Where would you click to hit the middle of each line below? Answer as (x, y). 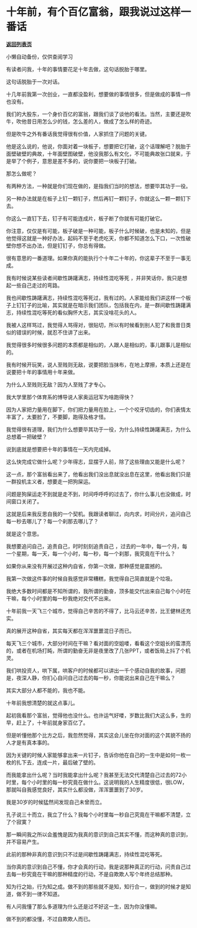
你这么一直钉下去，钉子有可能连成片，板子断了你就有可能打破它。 (86, 218)
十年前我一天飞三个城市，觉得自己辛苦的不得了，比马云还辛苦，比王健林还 (96, 611)
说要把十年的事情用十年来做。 (42, 372)
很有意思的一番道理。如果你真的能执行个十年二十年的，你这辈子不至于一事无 (98, 258)
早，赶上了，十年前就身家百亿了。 (47, 722)
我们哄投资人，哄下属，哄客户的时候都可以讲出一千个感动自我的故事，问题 (96, 670)
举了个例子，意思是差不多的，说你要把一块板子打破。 (75, 161)
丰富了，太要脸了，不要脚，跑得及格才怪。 (57, 417)
